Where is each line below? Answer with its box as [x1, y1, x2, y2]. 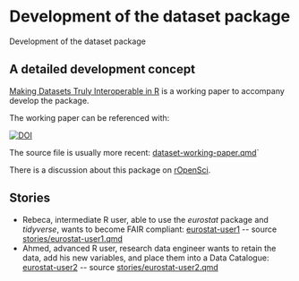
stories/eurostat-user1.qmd [21, 233, 124, 243]
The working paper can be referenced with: [9, 112, 170, 123]
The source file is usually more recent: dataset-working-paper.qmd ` [9, 147, 260, 158]
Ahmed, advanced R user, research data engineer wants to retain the [21, 243, 277, 253]
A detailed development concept [9, 62, 195, 77]
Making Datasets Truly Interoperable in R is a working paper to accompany [9, 85, 285, 96]
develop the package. [9, 95, 90, 106]
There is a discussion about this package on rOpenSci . [9, 164, 211, 175]
